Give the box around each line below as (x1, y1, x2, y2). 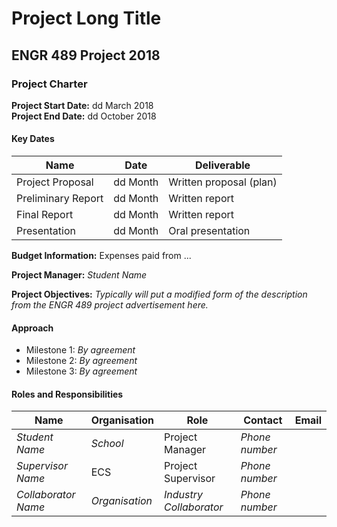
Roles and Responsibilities (11, 388, 124, 400)
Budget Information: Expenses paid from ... (11, 250, 192, 262)
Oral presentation (168, 224, 251, 238)
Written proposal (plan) (168, 175, 278, 189)
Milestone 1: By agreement (25, 344, 136, 356)
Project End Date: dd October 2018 (11, 110, 157, 122)
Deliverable (194, 158, 251, 172)
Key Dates (11, 133, 55, 145)
